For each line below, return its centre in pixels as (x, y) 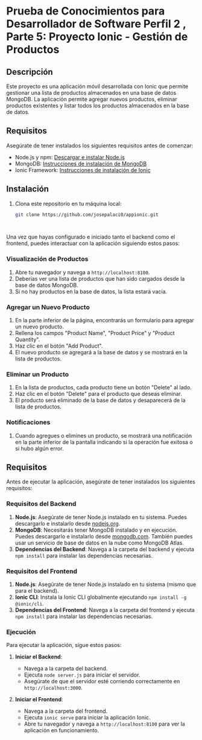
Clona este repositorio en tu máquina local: (68, 203)
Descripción (30, 72)
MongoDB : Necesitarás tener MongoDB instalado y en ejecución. (96, 530)
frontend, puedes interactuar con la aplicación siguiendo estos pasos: (93, 243)
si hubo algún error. (39, 448)
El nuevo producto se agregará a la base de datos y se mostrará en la (101, 352)
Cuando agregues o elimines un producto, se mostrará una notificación (103, 435)
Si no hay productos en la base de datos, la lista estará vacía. (91, 292)
